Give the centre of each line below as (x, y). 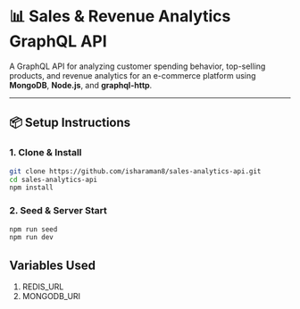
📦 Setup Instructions (70, 123)
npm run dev (31, 238)
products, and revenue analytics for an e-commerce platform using (133, 75)
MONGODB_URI (51, 296)
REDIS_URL (43, 287)
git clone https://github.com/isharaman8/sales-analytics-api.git (135, 171)
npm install (31, 188)
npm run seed (33, 229)
